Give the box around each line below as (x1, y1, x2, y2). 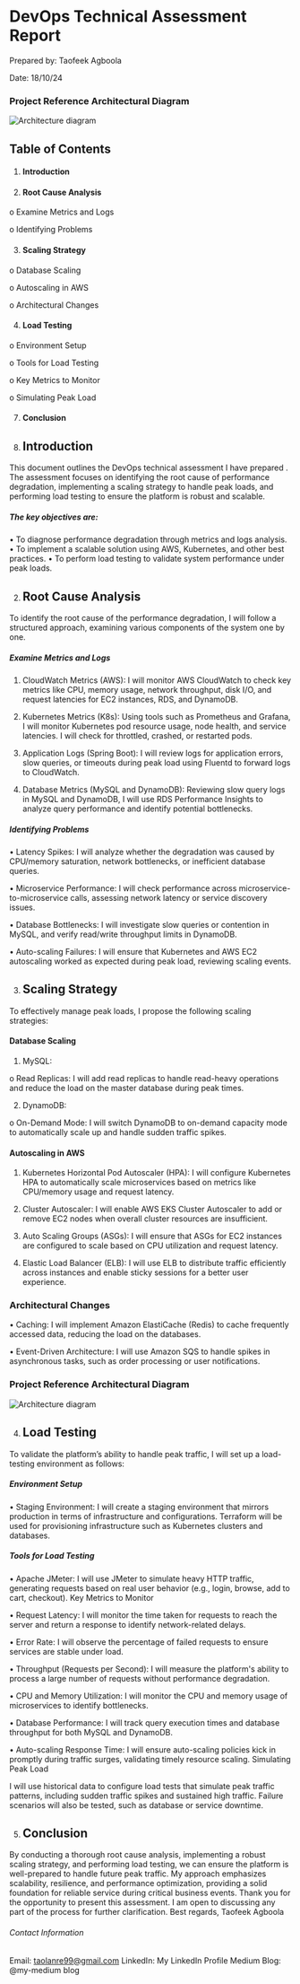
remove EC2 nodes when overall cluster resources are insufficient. (21, 1213, 269, 1224)
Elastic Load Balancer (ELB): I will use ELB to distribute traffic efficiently (21, 1258, 287, 1269)
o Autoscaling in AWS (9, 282, 90, 293)
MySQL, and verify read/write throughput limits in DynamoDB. (9, 929, 237, 940)
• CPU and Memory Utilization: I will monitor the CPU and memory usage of (9, 1690, 288, 1701)
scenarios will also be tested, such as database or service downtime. (9, 1799, 264, 1810)
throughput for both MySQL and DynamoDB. (9, 1726, 173, 1737)
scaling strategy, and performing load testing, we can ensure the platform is (9, 1859, 289, 1870)
